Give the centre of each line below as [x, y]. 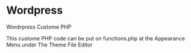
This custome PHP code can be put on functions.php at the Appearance [96, 38]
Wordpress [35, 10]
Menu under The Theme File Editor [49, 45]
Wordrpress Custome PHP [39, 27]
